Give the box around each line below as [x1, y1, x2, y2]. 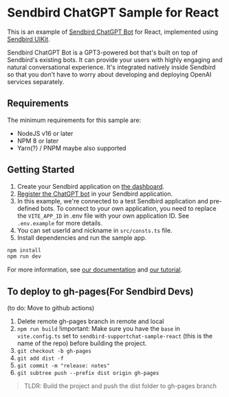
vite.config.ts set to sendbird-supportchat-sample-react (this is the [17, 332, 213, 340]
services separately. [7, 77, 65, 85]
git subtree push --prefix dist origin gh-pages [17, 370, 160, 377]
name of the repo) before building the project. [17, 339, 147, 347]
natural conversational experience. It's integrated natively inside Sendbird [7, 63, 216, 71]
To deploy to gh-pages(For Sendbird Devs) [7, 285, 194, 297]
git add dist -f [17, 355, 64, 363]
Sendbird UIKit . [7, 34, 50, 43]
